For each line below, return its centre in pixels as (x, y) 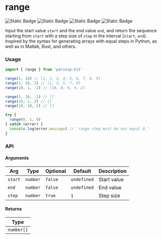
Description (113, 171)
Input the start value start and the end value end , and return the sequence (81, 30)
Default (82, 171)
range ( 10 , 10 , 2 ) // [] (30, 106)
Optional (56, 171)
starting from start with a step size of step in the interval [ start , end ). (76, 36)
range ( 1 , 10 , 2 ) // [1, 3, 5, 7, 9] (43, 83)
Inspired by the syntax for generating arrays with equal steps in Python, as (81, 41)
